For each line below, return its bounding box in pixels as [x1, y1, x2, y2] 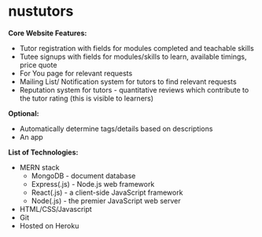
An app [19, 132, 43, 141]
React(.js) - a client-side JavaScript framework [31, 188, 183, 197]
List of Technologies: [8, 148, 79, 157]
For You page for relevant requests [19, 68, 133, 78]
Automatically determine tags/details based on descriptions [19, 124, 213, 133]
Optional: [8, 108, 39, 118]
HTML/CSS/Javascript [19, 204, 92, 213]
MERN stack [19, 162, 60, 172]
